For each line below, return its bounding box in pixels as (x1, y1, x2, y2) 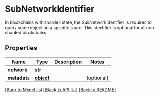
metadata (7, 74, 30, 81)
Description (54, 58, 82, 65)
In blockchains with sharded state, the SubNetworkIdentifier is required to (5, 19, 152, 25)
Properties (5, 44, 38, 52)
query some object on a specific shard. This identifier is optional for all (5, 24, 146, 30)
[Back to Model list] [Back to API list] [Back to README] (5, 86, 116, 93)
